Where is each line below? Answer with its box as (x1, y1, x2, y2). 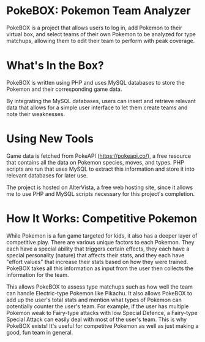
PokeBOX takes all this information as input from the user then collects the (6, 265, 194, 272)
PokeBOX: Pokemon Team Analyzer (6, 4, 191, 18)
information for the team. (6, 271, 69, 278)
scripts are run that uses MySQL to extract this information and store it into (6, 165, 195, 173)
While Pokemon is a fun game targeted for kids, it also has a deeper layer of (6, 231, 198, 239)
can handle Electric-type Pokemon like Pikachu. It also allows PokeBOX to (6, 289, 193, 297)
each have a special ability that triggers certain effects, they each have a (6, 245, 190, 252)
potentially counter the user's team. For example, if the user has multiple (6, 302, 189, 310)
